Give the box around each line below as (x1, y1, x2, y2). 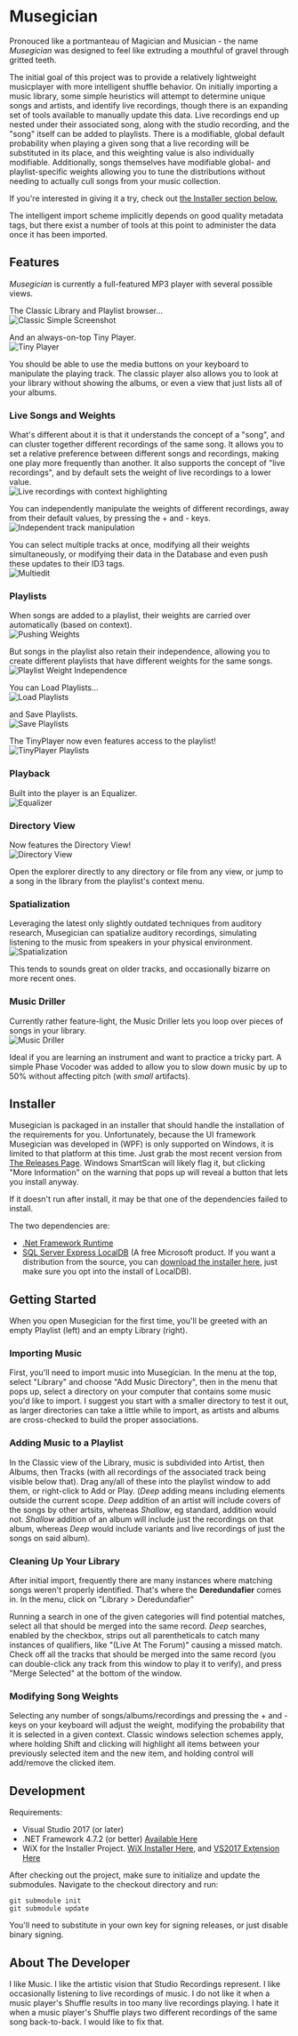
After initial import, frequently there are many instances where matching (9, 1575, 273, 1586)
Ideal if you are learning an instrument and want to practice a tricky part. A (9, 1051, 282, 1062)
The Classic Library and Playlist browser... (9, 305, 163, 316)
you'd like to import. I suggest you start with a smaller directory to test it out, (9, 1396, 289, 1406)
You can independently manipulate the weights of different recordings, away (9, 503, 289, 514)
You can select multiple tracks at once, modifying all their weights (9, 540, 251, 551)
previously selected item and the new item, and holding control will (9, 1748, 254, 1758)
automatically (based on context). (9, 620, 133, 631)
